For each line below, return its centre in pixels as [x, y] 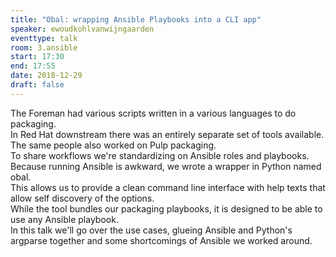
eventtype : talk [44, 38]
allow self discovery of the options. [82, 198]
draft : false [37, 85]
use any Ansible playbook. [64, 219]
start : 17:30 [37, 57]
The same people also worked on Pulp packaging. [113, 145]
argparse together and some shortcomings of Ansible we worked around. [161, 240]
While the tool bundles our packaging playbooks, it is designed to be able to [166, 208]
